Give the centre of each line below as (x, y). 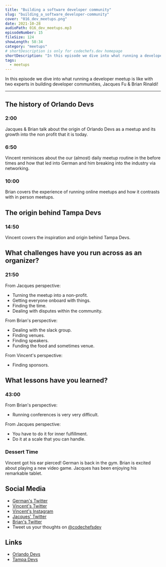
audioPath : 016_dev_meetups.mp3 (38, 28)
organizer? (22, 261)
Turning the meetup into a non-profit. (50, 295)
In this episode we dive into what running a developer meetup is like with (79, 79)
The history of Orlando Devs (49, 104)
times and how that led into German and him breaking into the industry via (80, 163)
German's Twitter (30, 501)
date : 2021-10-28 (23, 23)
